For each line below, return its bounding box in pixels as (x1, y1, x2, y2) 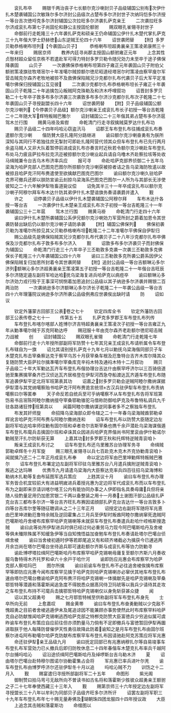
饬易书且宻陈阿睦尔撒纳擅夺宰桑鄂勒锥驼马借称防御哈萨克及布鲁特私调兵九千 (5, 397, 166, 403)
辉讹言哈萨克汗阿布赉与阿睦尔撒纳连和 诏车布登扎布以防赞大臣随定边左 (5, 417, 163, 422)
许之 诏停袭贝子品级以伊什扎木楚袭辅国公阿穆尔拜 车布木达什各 (14, 196, 164, 201)
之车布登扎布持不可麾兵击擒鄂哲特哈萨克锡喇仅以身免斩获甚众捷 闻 (5, 588, 154, 594)
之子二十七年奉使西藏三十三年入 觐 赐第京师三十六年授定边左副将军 (5, 684, 164, 689)
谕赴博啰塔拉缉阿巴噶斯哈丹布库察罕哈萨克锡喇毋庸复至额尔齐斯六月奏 (14, 550, 161, 556)
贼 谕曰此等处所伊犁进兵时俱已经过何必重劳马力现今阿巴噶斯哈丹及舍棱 (5, 524, 163, 530)
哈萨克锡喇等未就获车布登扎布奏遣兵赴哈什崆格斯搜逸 (54, 518, 166, 524)
